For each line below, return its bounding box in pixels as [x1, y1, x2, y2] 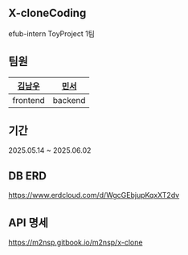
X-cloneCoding [8, 6, 87, 20]
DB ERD [8, 169, 47, 183]
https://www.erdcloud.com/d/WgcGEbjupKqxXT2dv [8, 191, 180, 200]
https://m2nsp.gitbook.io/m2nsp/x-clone [8, 237, 143, 248]
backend [52, 94, 86, 105]
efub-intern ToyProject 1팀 [8, 28, 95, 39]
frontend [12, 94, 46, 105]
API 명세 [8, 216, 48, 229]
